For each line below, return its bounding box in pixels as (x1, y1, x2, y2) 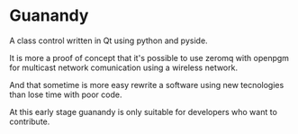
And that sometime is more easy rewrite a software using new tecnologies (9, 79, 284, 90)
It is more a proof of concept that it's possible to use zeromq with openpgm (9, 52, 290, 63)
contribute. (9, 116, 50, 127)
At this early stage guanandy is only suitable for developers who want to (9, 106, 277, 117)
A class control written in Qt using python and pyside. (9, 35, 209, 46)
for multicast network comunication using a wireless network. (9, 62, 239, 73)
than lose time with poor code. (9, 89, 122, 100)
